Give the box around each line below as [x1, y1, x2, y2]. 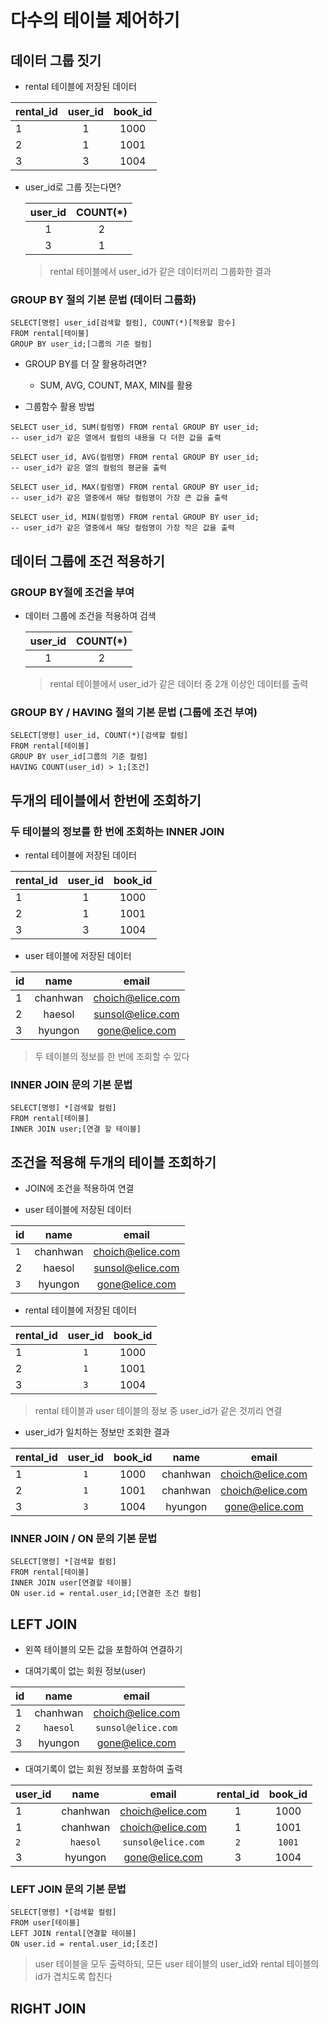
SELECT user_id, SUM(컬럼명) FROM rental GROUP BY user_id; [10, 422, 260, 433]
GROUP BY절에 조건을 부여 [10, 585, 135, 599]
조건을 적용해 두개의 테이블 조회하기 [10, 1154, 217, 1171]
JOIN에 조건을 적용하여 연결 [24, 1182, 135, 1195]
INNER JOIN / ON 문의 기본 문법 [10, 1532, 158, 1545]
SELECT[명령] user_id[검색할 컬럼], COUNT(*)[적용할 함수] [10, 318, 237, 328]
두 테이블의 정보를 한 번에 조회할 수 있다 [34, 1050, 190, 1062]
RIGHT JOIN [10, 2000, 87, 2017]
